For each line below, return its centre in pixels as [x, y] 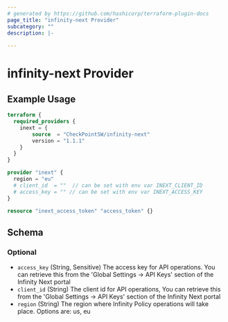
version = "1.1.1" [59, 141]
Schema [25, 232]
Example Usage [42, 99]
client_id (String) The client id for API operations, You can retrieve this [119, 289]
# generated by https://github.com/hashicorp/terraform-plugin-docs [108, 14]
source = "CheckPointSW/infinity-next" [91, 134]
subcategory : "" [30, 26]
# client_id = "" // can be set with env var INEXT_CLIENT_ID [108, 185]
